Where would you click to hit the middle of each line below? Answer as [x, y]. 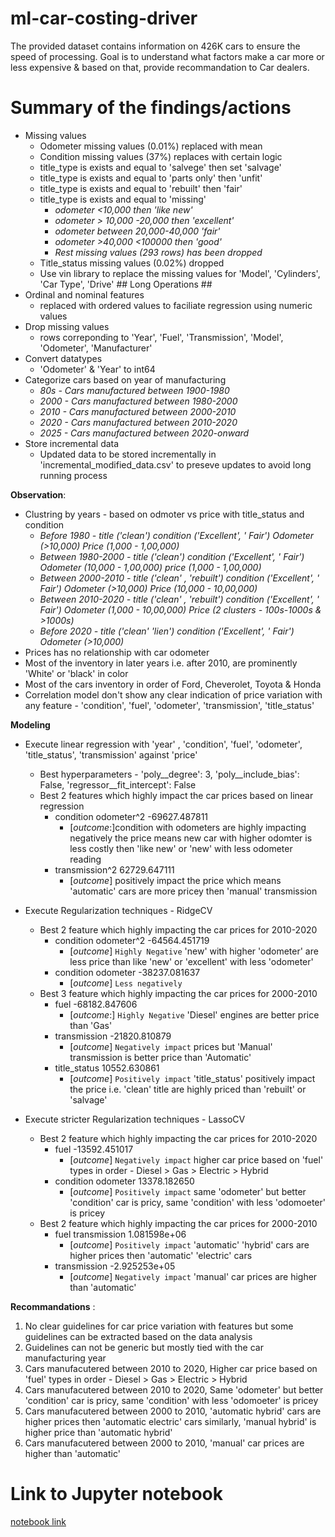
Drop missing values [67, 326]
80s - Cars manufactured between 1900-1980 [134, 390]
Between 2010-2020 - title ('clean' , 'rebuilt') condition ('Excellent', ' [179, 599]
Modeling [30, 724]
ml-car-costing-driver [104, 18]
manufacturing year [65, 1358]
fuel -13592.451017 [94, 1149]
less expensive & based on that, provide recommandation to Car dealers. [160, 67]
